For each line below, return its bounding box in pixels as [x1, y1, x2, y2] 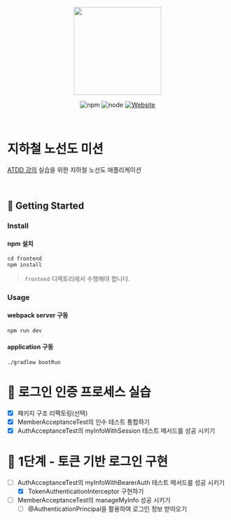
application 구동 [7, 343, 54, 351]
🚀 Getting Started [7, 200, 85, 212]
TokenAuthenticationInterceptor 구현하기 [27, 487, 144, 495]
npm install [7, 261, 42, 268]
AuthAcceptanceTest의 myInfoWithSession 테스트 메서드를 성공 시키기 [17, 426, 216, 435]
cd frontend [7, 255, 42, 263]
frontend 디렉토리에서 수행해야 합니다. [24, 275, 131, 283]
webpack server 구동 [7, 311, 69, 319]
